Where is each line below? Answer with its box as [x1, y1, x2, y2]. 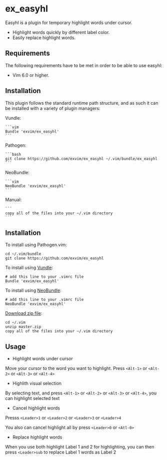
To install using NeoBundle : [5, 287, 61, 293]
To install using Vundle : [5, 265, 53, 271]
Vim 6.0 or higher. [12, 72, 49, 78]
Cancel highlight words [12, 405, 60, 411]
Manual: [5, 196, 22, 203]
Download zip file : [5, 310, 42, 316]
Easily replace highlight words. [12, 35, 76, 41]
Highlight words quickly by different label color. [12, 29, 110, 35]
